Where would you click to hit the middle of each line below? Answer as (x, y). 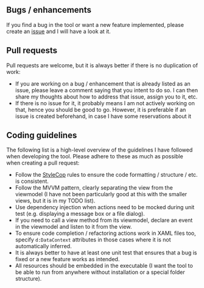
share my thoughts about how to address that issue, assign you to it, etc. (106, 97)
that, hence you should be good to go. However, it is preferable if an (100, 109)
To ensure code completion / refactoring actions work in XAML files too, (105, 233)
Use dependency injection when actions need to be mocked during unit (105, 207)
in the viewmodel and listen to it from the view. (73, 227)
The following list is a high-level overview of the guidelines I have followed (100, 150)
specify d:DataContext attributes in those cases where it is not (93, 240)
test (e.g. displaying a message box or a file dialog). (80, 214)
